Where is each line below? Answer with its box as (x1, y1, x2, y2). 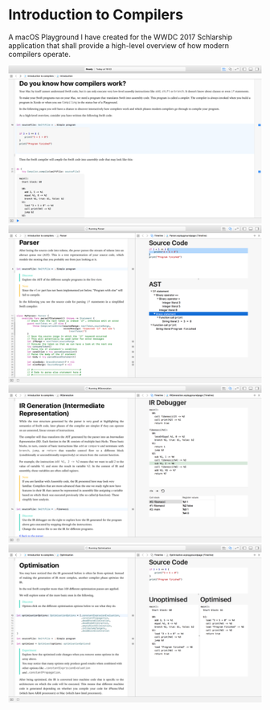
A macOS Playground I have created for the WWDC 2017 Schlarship (8, 32, 233, 42)
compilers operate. (8, 49, 71, 59)
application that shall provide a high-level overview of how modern (8, 40, 230, 50)
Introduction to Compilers (8, 6, 183, 24)
